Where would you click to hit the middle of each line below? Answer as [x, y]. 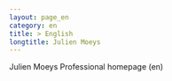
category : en [33, 26]
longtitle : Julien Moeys [55, 42]
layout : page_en [39, 17]
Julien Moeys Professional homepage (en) [86, 67]
